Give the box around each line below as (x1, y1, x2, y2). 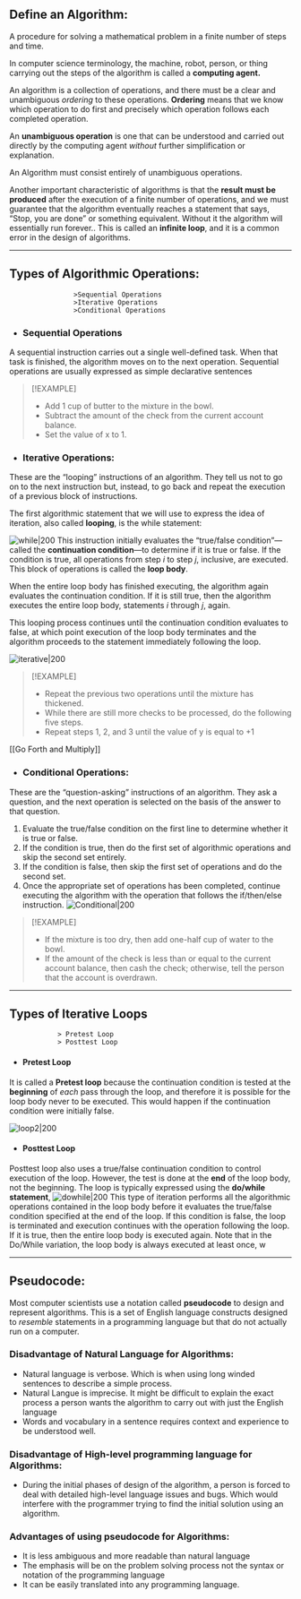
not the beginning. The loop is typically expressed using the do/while (9, 1182, 266, 1192)
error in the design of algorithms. (9, 232, 132, 243)
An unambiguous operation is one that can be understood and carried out (9, 130, 285, 142)
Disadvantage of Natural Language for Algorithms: (9, 1348, 235, 1361)
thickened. (44, 698, 84, 709)
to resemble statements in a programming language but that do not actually (9, 1316, 288, 1327)
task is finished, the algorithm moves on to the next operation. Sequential (9, 356, 279, 366)
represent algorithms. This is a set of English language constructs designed (9, 1307, 288, 1318)
